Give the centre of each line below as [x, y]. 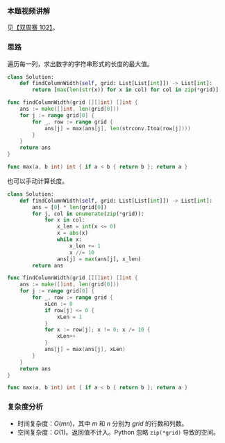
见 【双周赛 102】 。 [33, 28]
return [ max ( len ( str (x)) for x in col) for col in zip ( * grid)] [125, 90]
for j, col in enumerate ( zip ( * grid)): [88, 214]
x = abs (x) [73, 233]
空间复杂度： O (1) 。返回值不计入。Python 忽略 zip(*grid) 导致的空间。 [118, 432]
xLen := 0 [58, 304]
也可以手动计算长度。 [37, 181]
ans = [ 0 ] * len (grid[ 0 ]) [70, 207]
